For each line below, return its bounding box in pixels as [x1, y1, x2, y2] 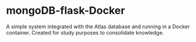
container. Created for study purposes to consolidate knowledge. [6, 29, 164, 36]
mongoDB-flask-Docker [6, 4, 125, 17]
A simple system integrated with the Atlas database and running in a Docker [6, 23, 190, 30]
